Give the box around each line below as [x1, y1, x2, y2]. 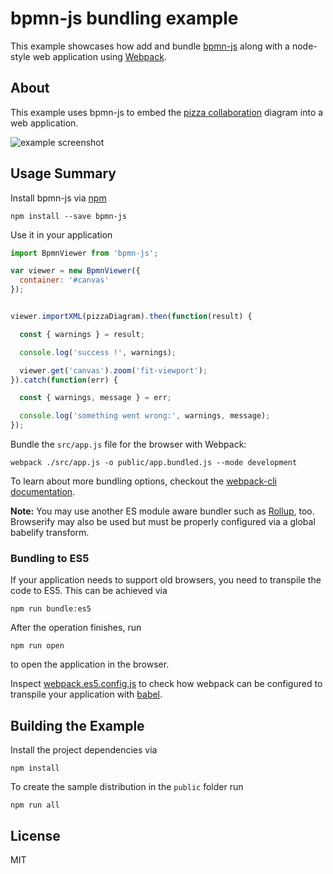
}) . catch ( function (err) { [10, 375, 118, 385]
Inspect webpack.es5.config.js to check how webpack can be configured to [10, 678, 323, 690]
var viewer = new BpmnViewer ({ [10, 266, 141, 276]
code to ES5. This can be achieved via [10, 585, 168, 597]
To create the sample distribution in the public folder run [10, 781, 244, 793]
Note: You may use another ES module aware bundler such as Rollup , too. [10, 505, 315, 517]
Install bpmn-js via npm [10, 192, 107, 204]
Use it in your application [10, 228, 113, 241]
